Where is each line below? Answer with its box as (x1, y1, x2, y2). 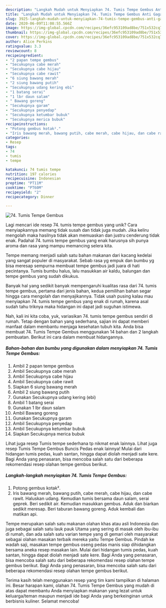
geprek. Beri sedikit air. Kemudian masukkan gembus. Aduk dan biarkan (12, 500, 159, 507)
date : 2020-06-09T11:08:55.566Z (5, 21, 72, 26)
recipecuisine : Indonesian (5, 176, 61, 181)
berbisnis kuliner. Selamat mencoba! (5, 598, 79, 604)
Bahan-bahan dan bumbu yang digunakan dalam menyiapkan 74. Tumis (5, 345, 158, 351)
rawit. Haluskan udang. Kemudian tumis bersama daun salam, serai (12, 495, 149, 501)
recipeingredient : (5, 53, 43, 58)
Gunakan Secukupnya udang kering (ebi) (12, 394, 96, 400)
